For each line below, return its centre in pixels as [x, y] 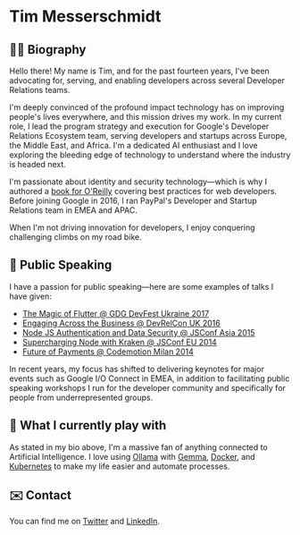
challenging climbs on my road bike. [76, 237]
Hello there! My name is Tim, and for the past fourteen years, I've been [139, 71]
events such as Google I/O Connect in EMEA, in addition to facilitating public [150, 378]
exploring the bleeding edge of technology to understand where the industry [150, 155]
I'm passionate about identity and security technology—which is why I [138, 182]
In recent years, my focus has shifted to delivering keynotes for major [137, 369]
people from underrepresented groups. [81, 397]
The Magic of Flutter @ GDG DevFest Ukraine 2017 [116, 313]
